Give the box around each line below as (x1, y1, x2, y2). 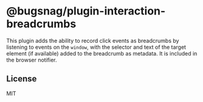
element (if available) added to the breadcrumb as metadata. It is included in (6, 49, 198, 57)
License (6, 74, 37, 84)
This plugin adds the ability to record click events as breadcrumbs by (6, 37, 179, 44)
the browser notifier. (6, 56, 57, 63)
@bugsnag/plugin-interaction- (6, 4, 166, 18)
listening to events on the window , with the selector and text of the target (6, 43, 187, 51)
